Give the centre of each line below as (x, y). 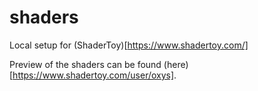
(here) (176, 64)
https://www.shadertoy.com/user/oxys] (93, 75)
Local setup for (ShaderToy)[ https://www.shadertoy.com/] (129, 45)
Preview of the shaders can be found (85, 64)
